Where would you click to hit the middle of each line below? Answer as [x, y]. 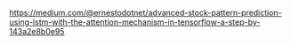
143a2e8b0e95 [37, 31]
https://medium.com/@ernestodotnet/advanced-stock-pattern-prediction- [145, 13]
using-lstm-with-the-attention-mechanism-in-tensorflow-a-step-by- [135, 22]
